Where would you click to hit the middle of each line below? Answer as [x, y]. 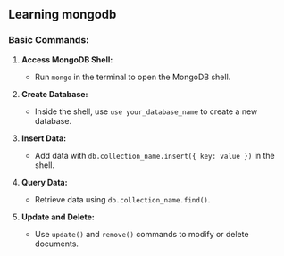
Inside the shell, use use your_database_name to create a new [146, 111]
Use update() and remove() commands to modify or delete [142, 234]
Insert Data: [44, 138]
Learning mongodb [63, 15]
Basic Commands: [49, 40]
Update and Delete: [58, 217]
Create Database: [54, 94]
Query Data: [44, 182]
